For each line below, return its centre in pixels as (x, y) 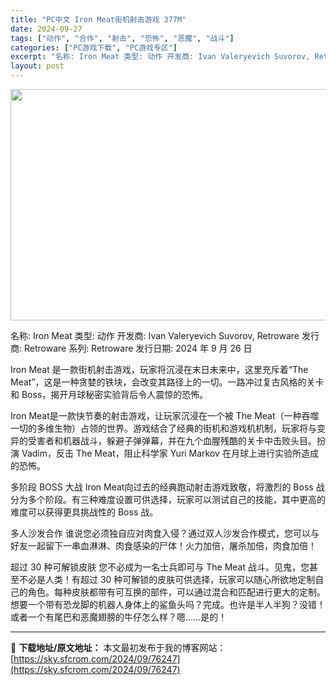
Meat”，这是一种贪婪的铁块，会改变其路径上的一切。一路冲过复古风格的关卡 (167, 382)
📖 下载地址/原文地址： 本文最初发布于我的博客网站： (118, 647)
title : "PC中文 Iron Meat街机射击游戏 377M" (98, 19)
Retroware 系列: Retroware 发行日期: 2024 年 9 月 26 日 (138, 348)
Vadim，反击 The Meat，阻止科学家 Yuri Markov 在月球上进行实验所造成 (170, 453)
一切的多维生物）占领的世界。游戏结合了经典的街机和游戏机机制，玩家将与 (163, 428)
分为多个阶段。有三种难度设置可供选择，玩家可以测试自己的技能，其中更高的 (168, 499)
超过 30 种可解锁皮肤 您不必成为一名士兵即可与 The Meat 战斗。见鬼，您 (160, 567)
